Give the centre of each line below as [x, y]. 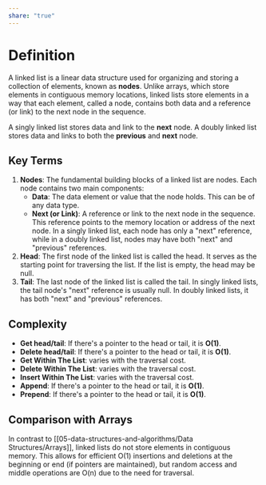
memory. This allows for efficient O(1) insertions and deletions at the [121, 456]
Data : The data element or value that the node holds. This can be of [143, 197]
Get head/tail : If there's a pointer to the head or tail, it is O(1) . [120, 343]
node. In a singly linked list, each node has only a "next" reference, [142, 231]
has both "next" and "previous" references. [91, 299]
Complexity [38, 324]
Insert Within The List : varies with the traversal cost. [107, 378]
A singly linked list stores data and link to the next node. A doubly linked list [133, 127]
